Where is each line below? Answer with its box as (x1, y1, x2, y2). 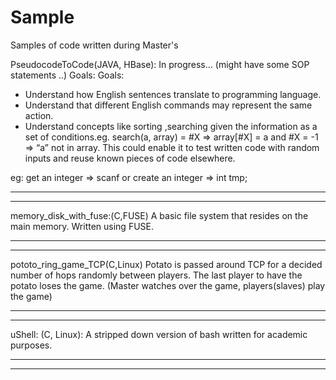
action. (24, 109, 54, 121)
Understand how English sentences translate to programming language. (24, 88, 322, 100)
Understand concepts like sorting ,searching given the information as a (24, 120, 318, 132)
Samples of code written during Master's (10, 39, 179, 51)
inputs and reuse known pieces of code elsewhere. (24, 152, 236, 164)
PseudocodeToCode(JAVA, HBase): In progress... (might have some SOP (10, 58, 310, 70)
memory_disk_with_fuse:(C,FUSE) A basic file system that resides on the (10, 209, 309, 221)
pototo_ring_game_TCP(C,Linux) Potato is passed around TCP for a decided (10, 258, 323, 270)
